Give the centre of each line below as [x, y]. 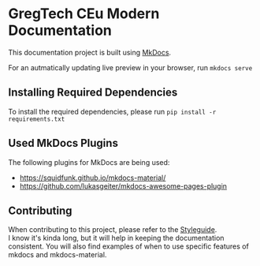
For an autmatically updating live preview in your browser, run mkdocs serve [130, 67]
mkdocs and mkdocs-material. [58, 255]
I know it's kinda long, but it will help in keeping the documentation [116, 238]
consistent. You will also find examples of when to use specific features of [129, 246]
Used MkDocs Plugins [63, 143]
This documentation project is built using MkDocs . [90, 52]
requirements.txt [37, 119]
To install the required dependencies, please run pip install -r [112, 111]
